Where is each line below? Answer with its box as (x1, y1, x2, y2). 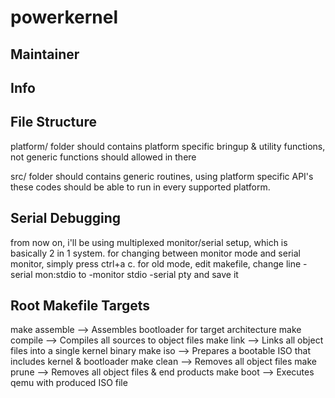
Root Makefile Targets (10, 297, 151, 314)
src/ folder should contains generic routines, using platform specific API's (10, 170, 314, 182)
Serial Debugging (10, 210, 122, 227)
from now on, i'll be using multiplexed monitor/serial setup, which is (10, 236, 288, 248)
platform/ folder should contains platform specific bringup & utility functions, (10, 140, 326, 152)
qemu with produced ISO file (10, 377, 128, 389)
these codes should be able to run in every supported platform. (10, 181, 271, 193)
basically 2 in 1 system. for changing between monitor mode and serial (10, 247, 301, 259)
